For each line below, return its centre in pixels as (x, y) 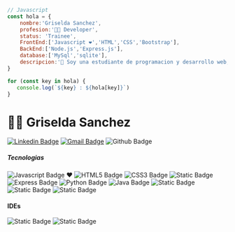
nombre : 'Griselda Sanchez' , (60, 23)
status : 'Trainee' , (48, 36)
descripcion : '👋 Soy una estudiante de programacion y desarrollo (117, 62)
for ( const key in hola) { (47, 81)
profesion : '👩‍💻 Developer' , (59, 29)
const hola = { (29, 16)
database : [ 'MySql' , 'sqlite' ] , (64, 56)
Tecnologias (26, 157)
